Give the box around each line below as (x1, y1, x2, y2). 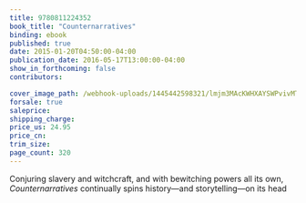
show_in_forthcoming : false (9, 65, 117, 74)
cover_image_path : (9, 88, 79, 98)
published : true (9, 38, 71, 48)
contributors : (9, 73, 64, 82)
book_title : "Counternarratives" (9, 22, 137, 31)
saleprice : (9, 106, 51, 115)
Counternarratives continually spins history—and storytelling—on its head (9, 183, 287, 194)
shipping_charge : (9, 115, 76, 124)
